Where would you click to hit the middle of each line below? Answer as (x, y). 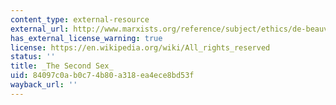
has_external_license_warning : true (86, 38)
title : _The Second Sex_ (62, 66)
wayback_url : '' (44, 85)
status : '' (33, 57)
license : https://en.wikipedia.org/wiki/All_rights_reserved (140, 47)
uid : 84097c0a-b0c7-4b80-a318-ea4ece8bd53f (102, 76)
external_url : (40, 29)
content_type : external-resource (80, 19)
